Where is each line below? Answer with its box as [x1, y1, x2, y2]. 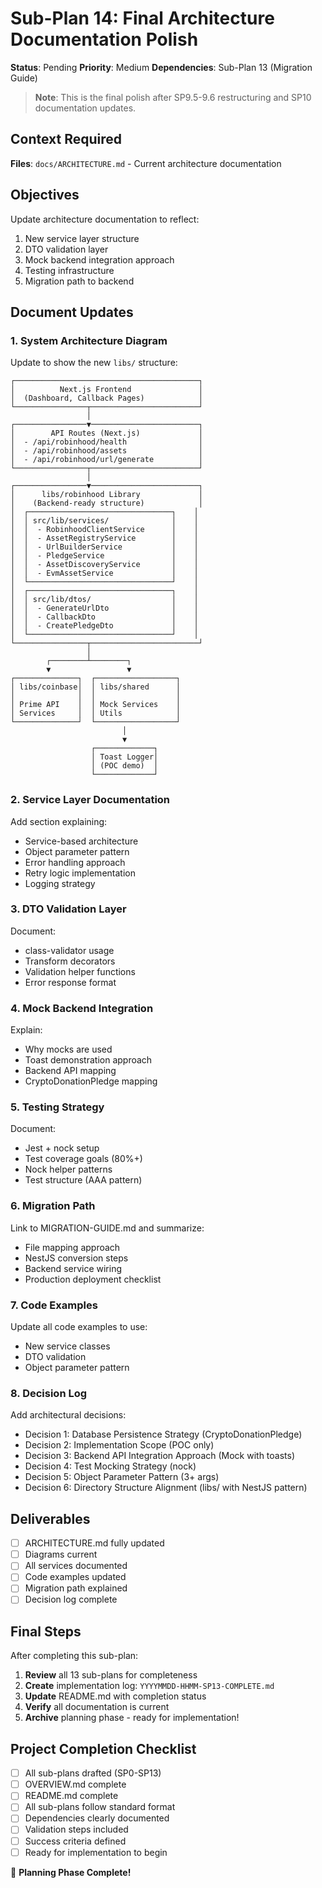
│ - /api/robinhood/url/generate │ [10, 455, 203, 465]
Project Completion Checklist [10, 1740, 197, 1757]
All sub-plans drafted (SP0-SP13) [24, 1767, 162, 1779]
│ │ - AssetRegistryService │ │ [10, 533, 199, 544]
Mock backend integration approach [24, 253, 175, 266]
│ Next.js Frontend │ [10, 385, 203, 395]
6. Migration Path [10, 1199, 96, 1213]
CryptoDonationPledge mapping [24, 1075, 158, 1087]
